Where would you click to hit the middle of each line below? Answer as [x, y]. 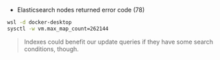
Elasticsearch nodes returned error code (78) [81, 10]
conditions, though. [51, 49]
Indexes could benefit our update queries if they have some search [119, 42]
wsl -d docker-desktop [39, 22]
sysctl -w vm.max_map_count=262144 [58, 29]
